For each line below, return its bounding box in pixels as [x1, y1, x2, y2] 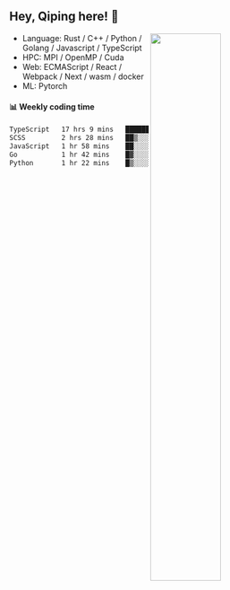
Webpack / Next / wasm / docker [21, 71, 145, 82]
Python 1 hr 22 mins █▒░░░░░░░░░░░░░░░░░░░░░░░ [9, 158, 226, 167]
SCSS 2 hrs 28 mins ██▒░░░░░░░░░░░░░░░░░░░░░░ [9, 133, 226, 142]
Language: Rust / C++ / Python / [21, 32, 142, 43]
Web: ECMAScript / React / [21, 61, 123, 72]
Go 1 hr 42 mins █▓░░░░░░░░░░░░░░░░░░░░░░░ [9, 150, 226, 159]
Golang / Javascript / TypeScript [21, 42, 142, 53]
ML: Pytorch [21, 80, 68, 91]
